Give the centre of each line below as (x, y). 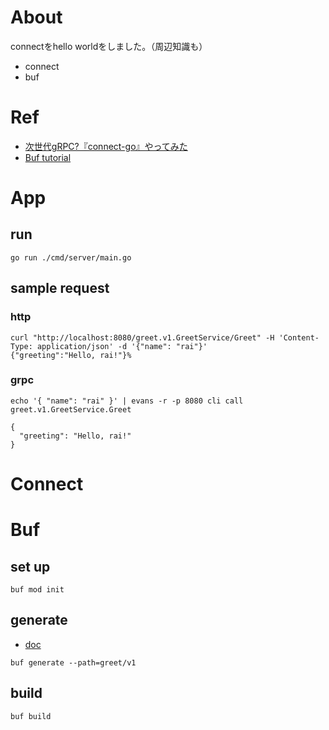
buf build (31, 716)
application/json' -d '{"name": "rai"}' (122, 346)
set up (30, 566)
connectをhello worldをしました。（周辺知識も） (109, 46)
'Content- (299, 337)
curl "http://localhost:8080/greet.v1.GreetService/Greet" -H (142, 337)
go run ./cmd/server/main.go (71, 257)
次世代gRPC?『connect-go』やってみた (106, 146)
